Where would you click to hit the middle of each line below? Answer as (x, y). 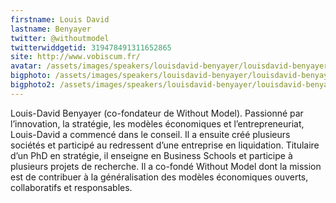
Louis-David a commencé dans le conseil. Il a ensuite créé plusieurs (150, 134)
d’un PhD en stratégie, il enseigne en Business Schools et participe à (151, 155)
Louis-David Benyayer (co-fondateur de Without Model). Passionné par (157, 113)
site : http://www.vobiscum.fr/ (75, 57)
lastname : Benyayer (51, 29)
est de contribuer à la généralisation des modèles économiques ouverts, (159, 177)
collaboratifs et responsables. (71, 187)
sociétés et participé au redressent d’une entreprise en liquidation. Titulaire (165, 145)
